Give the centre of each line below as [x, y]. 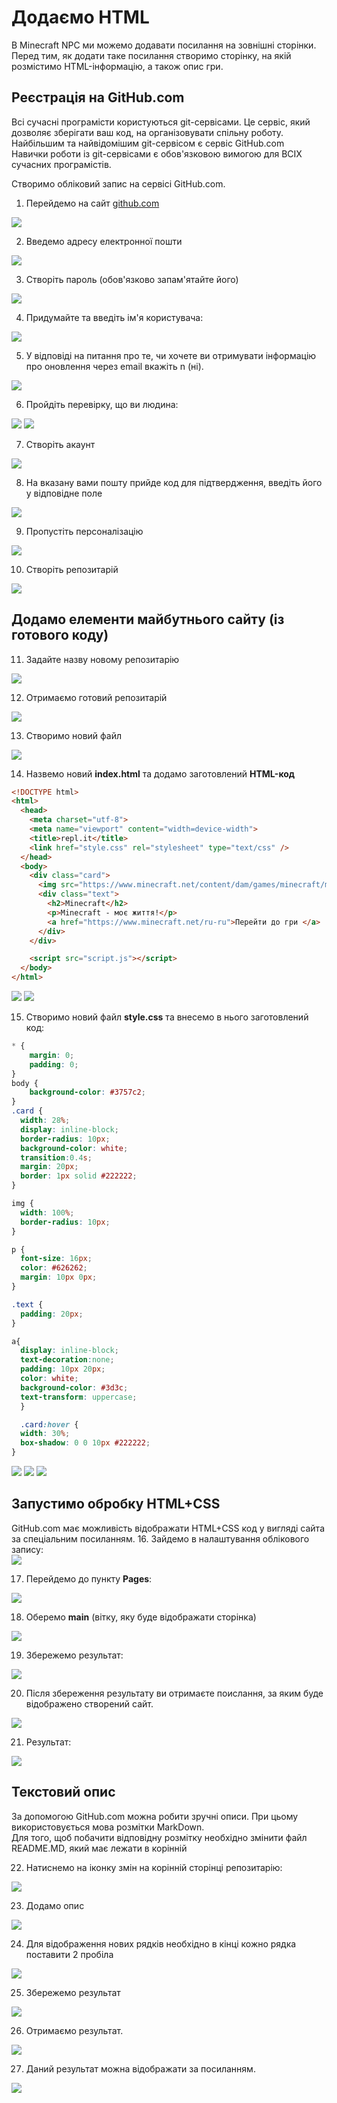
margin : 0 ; [52, 1055]
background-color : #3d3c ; [74, 1387]
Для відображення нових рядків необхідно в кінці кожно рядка [161, 1943]
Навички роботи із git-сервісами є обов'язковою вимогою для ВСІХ [157, 153]
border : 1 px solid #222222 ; [79, 1176]
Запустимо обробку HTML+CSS [116, 1504]
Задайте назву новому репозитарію [102, 659]
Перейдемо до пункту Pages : [89, 1578]
